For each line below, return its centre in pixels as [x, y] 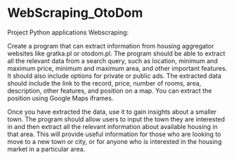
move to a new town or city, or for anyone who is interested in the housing [115, 141]
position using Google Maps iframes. [60, 98]
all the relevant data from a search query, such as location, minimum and [112, 60]
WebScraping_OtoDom [75, 13]
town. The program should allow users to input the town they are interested [116, 119]
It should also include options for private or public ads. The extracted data [115, 76]
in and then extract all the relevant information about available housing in [112, 126]
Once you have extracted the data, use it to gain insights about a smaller [112, 112]
